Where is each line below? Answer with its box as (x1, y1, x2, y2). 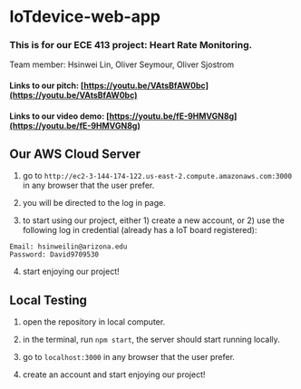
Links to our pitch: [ (9, 80, 84, 92)
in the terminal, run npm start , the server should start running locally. (22, 334, 281, 345)
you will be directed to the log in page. (22, 198, 166, 209)
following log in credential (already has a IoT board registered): (22, 225, 257, 236)
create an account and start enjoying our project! (22, 369, 206, 380)
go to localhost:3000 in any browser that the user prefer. (22, 352, 236, 363)
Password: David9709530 (9, 250, 100, 259)
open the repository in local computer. (22, 316, 166, 327)
